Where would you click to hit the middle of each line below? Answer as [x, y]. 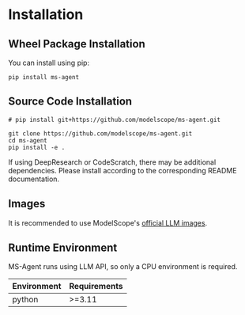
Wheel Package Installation [77, 44]
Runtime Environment [63, 248]
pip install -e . [37, 147]
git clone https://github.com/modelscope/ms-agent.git [100, 133]
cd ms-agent [28, 140]
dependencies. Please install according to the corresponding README [122, 170]
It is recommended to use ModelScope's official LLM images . [108, 222]
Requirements [96, 287]
